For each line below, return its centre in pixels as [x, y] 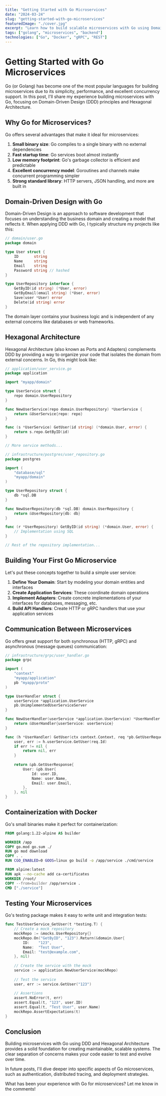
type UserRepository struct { [36, 491]
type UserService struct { [33, 391]
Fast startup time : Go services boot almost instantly [65, 154]
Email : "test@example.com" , [52, 952]
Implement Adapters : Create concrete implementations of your [77, 598]
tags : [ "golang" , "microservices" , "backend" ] [54, 33]
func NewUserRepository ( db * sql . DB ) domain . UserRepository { [69, 509]
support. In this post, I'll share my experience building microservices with [80, 96]
